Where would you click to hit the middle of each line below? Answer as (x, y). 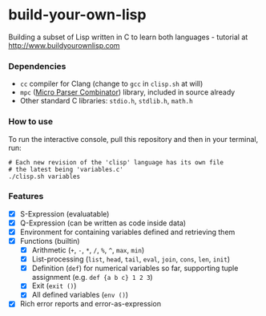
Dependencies (37, 66)
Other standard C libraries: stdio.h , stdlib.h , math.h (107, 101)
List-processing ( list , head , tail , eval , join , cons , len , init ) (131, 259)
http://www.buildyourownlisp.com (64, 45)
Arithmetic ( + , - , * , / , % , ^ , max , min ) (88, 250)
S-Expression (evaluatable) (64, 213)
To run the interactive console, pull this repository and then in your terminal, (133, 139)
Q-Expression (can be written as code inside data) (103, 223)
